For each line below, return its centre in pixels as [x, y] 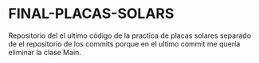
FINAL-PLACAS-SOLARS [91, 14]
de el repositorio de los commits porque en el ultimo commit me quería [124, 43]
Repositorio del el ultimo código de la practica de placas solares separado [130, 35]
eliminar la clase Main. [45, 52]
